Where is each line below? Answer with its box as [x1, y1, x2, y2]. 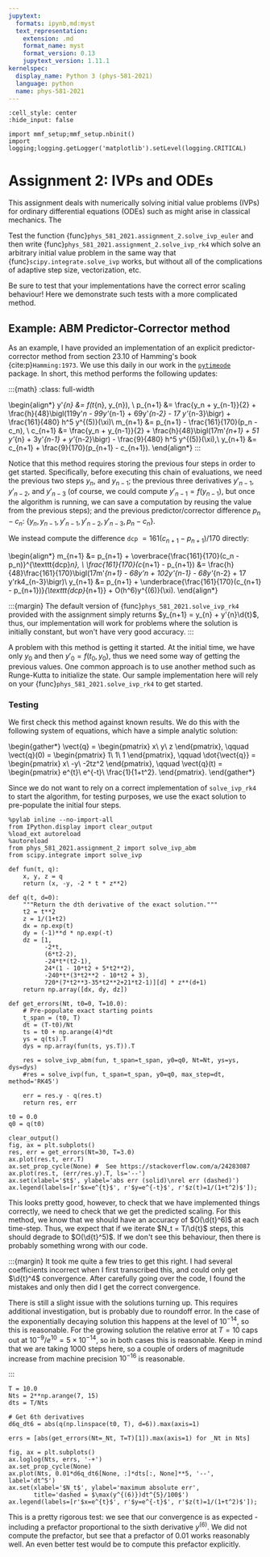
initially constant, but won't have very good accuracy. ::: [8, 627, 194, 637]
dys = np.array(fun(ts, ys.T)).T [23, 1042, 135, 1051]
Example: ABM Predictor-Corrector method [8, 321, 231, 335]
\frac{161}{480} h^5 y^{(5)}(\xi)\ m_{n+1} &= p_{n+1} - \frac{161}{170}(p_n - [8, 417, 258, 427]
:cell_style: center [8, 109, 78, 117]
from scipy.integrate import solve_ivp [8, 851, 143, 859]
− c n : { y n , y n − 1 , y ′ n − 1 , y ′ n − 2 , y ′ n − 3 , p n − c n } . [8, 516, 156, 528]
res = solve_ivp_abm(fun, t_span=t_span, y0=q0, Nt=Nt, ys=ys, [23, 1057, 240, 1065]
